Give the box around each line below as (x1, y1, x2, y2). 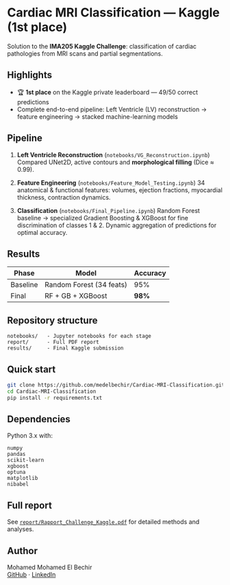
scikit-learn (7, 457, 44, 464)
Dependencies (7, 413, 71, 425)
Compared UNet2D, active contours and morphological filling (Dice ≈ (16, 158, 214, 166)
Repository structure (7, 314, 98, 326)
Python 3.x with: (7, 431, 53, 440)
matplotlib (7, 475, 38, 482)
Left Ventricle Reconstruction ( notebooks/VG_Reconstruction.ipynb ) (16, 150, 210, 159)
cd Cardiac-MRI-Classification (7, 388, 97, 395)
